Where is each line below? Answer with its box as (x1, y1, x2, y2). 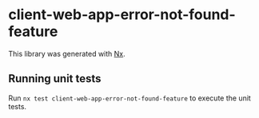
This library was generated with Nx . (8, 49, 126, 58)
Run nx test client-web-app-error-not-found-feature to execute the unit (8, 93, 252, 103)
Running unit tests (8, 72, 102, 85)
